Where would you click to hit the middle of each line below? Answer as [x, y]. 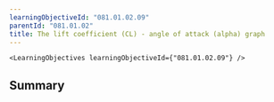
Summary [37, 85]
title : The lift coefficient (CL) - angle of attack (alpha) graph [137, 34]
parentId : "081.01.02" [51, 26]
